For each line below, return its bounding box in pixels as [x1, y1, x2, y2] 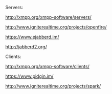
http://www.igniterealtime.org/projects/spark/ [5, 83, 101, 89]
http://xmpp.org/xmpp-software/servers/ [5, 14, 92, 20]
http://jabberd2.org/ [5, 44, 47, 50]
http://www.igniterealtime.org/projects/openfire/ [5, 24, 107, 30]
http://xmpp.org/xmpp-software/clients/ [5, 64, 89, 69]
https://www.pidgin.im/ [5, 73, 54, 79]
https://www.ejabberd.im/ [5, 34, 59, 40]
